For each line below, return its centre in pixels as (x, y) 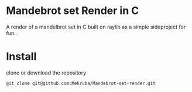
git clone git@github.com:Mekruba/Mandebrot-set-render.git (81, 83)
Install (21, 57)
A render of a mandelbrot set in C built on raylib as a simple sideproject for (96, 27)
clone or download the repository (46, 72)
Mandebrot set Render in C (73, 11)
